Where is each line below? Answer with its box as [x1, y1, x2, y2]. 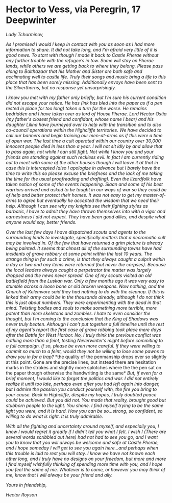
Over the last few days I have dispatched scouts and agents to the [6, 229, 146, 235]
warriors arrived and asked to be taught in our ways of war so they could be [6, 186, 167, 192]
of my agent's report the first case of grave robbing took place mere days [6, 326, 161, 333]
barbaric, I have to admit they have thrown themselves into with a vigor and [6, 208, 165, 214]
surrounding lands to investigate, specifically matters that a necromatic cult [6, 234, 166, 240]
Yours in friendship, [6, 482, 47, 488]
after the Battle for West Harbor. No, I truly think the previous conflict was [6, 332, 161, 338]
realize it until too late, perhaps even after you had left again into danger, [6, 381, 160, 387]
